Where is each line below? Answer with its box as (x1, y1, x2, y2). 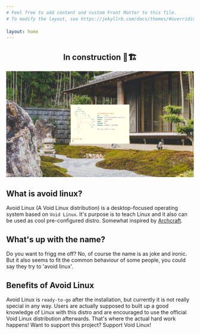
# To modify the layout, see (6, 16, 79, 22)
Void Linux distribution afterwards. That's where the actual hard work (6, 315, 176, 322)
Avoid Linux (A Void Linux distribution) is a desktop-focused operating (6, 205, 179, 212)
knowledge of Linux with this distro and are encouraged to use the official (6, 309, 187, 316)
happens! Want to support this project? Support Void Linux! (6, 321, 152, 328)
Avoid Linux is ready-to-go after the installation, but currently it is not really (6, 296, 189, 303)
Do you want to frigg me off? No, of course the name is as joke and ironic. (6, 250, 187, 258)
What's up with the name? (6, 234, 106, 245)
